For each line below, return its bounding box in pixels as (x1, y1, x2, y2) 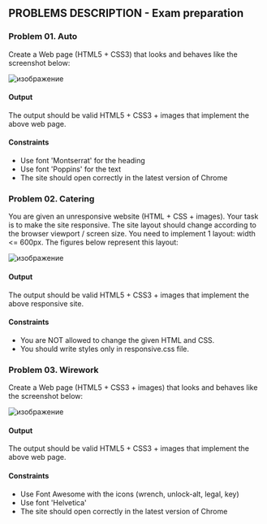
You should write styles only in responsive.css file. (19, 344, 189, 353)
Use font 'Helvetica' (19, 497, 87, 507)
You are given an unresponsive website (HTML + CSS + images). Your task (8, 211, 259, 222)
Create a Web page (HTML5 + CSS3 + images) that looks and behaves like (8, 383, 258, 392)
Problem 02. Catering (8, 193, 95, 205)
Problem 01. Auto (8, 31, 78, 42)
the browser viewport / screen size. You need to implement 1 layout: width (8, 229, 256, 239)
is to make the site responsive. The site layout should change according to (8, 220, 257, 230)
